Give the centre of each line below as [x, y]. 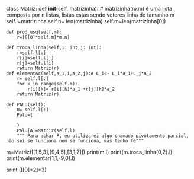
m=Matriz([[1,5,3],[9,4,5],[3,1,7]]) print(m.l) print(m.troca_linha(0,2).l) [89, 152]
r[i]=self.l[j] [35, 58]
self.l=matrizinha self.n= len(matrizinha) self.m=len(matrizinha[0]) [86, 21]
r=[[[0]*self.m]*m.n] [43, 37]
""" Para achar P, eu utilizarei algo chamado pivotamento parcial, [103, 136]
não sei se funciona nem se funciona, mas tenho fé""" [75, 141]
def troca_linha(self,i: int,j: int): [54, 47]
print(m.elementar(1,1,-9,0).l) [41, 158]
